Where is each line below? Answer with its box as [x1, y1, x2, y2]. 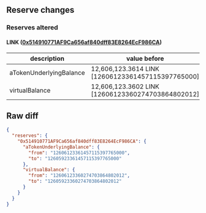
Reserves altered [6, 23, 58, 32]
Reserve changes [6, 5, 75, 15]
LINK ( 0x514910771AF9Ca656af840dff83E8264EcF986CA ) [6, 38, 162, 45]
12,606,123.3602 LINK [91, 82, 159, 91]
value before [126, 54, 164, 63]
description [29, 54, 64, 63]
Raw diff [6, 110, 39, 121]
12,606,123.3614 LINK [91, 64, 159, 73]
